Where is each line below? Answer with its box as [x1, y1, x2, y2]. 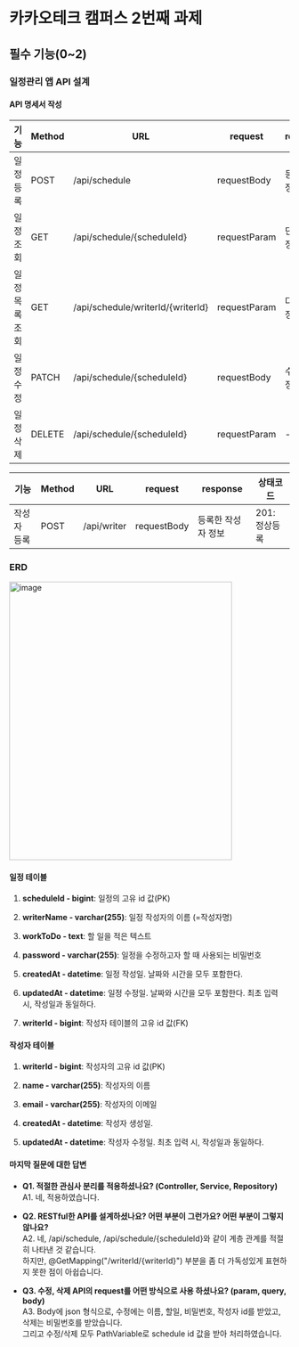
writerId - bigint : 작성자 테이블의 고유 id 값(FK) [21, 1017, 189, 1029]
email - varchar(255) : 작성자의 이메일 [21, 1099, 158, 1110]
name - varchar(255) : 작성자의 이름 [21, 1080, 151, 1091]
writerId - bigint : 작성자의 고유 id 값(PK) [21, 1061, 166, 1072]
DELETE [30, 428, 65, 440]
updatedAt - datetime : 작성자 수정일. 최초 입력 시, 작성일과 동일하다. [21, 1137, 264, 1147]
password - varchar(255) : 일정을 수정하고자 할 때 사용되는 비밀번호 [21, 950, 263, 960]
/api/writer [83, 519, 127, 532]
